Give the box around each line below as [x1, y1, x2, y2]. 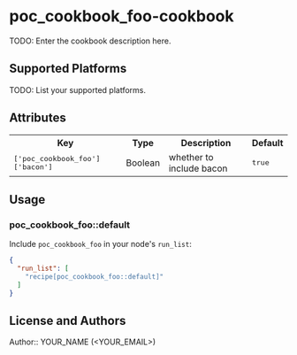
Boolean [126, 157, 161, 169]
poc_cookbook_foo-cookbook [9, 6, 234, 27]
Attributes [9, 111, 66, 126]
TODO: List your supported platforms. [9, 84, 147, 95]
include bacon [168, 162, 228, 174]
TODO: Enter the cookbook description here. [9, 35, 171, 46]
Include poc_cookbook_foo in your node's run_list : [9, 239, 192, 250]
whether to [168, 150, 214, 163]
